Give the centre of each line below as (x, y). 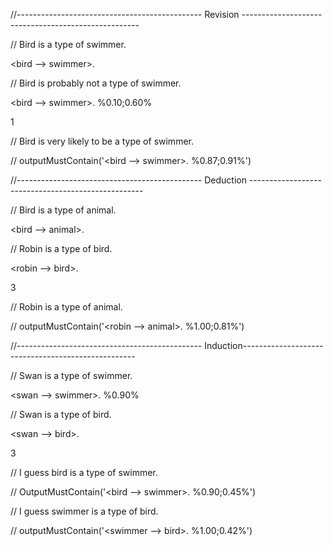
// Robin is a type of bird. (61, 248)
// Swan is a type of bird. (61, 414)
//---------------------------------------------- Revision (125, 14)
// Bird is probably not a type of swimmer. (96, 83)
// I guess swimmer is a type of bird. (84, 511)
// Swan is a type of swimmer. (71, 375)
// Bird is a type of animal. (63, 210)
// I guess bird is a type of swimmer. (84, 472)
